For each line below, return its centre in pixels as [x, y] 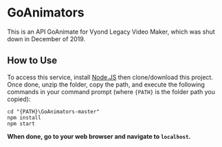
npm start [21, 124]
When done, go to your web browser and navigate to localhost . [99, 136]
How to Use [32, 61]
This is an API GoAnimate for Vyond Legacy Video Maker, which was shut [111, 32]
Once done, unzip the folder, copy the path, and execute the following [106, 84]
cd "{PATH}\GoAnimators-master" [53, 111]
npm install [24, 117]
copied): [19, 99]
